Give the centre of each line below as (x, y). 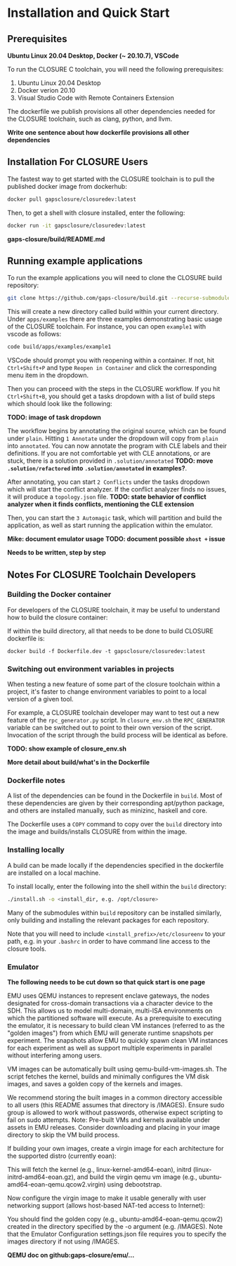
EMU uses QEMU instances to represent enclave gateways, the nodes (109, 996)
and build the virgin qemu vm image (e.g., (137, 1177)
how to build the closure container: (58, 617)
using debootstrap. (135, 1184)
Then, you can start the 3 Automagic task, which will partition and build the (115, 518)
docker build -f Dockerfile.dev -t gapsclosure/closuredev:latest (106, 651)
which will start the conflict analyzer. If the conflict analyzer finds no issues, (117, 489)
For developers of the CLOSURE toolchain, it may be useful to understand (113, 609)
